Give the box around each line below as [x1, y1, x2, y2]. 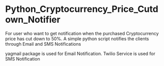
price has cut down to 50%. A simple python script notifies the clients [5, 36, 149, 42]
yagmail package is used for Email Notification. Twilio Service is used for [5, 51, 155, 57]
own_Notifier [5, 14, 61, 25]
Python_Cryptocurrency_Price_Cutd [5, 3, 158, 15]
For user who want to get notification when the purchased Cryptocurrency [5, 30, 159, 36]
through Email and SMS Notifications [5, 41, 81, 47]
